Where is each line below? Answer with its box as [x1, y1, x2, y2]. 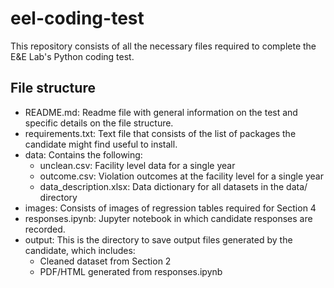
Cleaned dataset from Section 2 [39, 255, 172, 267]
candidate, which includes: [24, 244, 136, 256]
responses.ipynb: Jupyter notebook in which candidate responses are [24, 212, 313, 224]
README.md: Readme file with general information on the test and [24, 106, 298, 118]
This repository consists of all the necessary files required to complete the [10, 40, 317, 52]
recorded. [24, 223, 66, 235]
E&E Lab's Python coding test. [10, 50, 135, 62]
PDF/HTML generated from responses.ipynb [39, 265, 223, 277]
